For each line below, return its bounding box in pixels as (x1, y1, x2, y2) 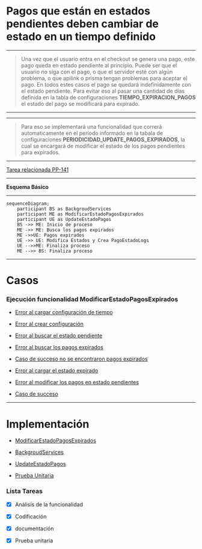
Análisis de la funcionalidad (14, 501, 83, 508)
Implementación (6, 417, 90, 431)
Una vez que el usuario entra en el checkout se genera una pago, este (20, 55, 195, 63)
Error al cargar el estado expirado (14, 367, 99, 374)
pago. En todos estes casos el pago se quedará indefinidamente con (20, 81, 191, 88)
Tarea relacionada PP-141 (6, 166, 69, 173)
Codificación (14, 513, 47, 520)
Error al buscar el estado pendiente (14, 332, 103, 340)
